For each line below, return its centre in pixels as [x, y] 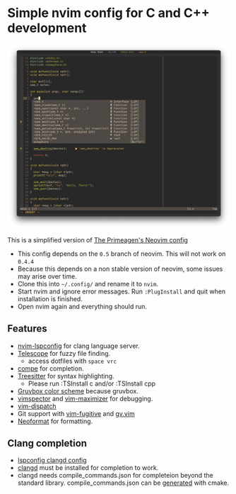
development [47, 28]
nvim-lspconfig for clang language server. [78, 346]
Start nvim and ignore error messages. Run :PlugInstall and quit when [122, 291]
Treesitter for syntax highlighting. [66, 376]
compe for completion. [51, 368]
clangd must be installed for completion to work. [88, 468]
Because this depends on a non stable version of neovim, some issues [120, 269]
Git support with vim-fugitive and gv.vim [76, 413]
